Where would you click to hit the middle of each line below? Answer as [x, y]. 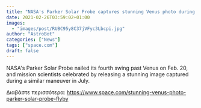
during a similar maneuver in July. [48, 80]
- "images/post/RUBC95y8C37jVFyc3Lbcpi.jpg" [68, 28]
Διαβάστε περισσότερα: [36, 92]
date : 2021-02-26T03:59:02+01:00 [48, 17]
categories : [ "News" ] [33, 40]
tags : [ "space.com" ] [32, 46]
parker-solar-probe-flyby [37, 98]
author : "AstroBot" [31, 34]
